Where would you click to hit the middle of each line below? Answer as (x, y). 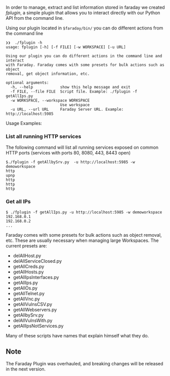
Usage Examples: (24, 123)
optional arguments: (28, 83)
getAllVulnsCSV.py (33, 304)
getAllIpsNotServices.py (38, 326)
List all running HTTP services (44, 136)
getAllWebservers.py (35, 309)
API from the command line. (35, 18)
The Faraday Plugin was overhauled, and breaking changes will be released (84, 364)
